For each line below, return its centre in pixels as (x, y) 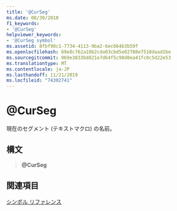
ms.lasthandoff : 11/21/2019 (42, 75)
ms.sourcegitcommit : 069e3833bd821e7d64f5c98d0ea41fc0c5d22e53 (89, 58)
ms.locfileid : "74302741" (39, 80)
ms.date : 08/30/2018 (33, 18)
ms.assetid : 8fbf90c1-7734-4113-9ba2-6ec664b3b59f (72, 47)
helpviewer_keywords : (34, 35)
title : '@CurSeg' (28, 12)
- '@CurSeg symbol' (31, 40)
